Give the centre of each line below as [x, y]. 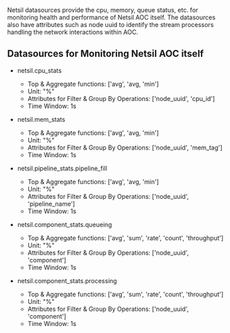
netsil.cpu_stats [39, 70]
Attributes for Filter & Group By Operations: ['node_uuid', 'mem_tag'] [125, 147]
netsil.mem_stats [41, 119]
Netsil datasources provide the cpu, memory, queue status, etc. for [103, 10]
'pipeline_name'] [51, 204]
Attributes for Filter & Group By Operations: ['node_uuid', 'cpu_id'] [121, 98]
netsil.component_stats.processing [67, 280]
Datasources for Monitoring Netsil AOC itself [106, 54]
